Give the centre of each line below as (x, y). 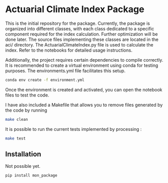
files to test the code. (27, 95)
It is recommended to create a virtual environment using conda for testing (82, 65)
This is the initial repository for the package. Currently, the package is (78, 23)
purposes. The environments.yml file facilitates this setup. (65, 71)
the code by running (26, 110)
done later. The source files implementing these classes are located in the (82, 39)
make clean (17, 119)
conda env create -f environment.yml (45, 80)
